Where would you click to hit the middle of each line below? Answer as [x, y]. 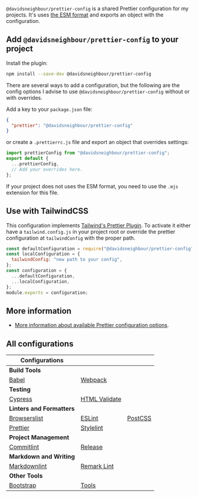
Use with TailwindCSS [47, 211]
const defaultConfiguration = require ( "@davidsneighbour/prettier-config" [100, 248]
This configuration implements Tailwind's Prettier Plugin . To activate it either [98, 225]
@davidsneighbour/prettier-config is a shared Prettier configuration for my [97, 9]
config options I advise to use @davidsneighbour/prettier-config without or [98, 91]
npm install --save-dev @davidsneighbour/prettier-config [79, 74]
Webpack [94, 380]
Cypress [21, 399]
